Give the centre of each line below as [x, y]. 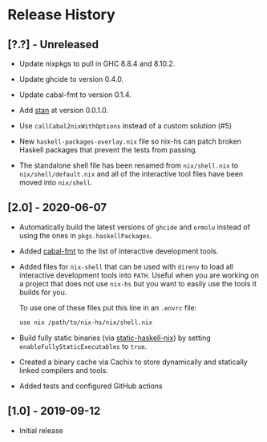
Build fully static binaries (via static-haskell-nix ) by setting [115, 338]
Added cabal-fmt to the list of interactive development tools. [119, 251]
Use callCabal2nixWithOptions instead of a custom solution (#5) [125, 126]
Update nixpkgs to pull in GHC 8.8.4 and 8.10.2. [97, 63]
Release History [61, 15]
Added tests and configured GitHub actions [91, 386]
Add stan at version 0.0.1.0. [64, 110]
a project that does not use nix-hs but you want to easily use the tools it [138, 283]
